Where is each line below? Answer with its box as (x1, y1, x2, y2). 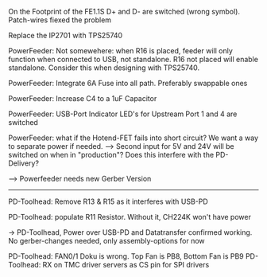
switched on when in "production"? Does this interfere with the (8, 150, 215, 159)
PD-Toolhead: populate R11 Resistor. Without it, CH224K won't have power (8, 213, 252, 221)
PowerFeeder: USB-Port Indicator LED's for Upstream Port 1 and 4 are (8, 109, 238, 119)
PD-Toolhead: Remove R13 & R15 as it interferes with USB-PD (8, 197, 208, 206)
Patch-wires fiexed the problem (8, 15, 112, 25)
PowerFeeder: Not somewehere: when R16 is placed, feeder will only (8, 46, 233, 55)
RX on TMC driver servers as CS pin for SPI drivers (42, 260, 210, 269)
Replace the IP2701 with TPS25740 (8, 31, 123, 40)
